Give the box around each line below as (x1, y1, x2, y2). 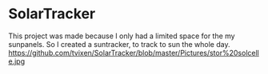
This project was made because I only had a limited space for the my (8, 31, 235, 41)
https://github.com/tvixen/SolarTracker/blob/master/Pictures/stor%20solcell (8, 48, 260, 57)
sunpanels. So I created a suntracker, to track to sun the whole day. (8, 39, 230, 49)
